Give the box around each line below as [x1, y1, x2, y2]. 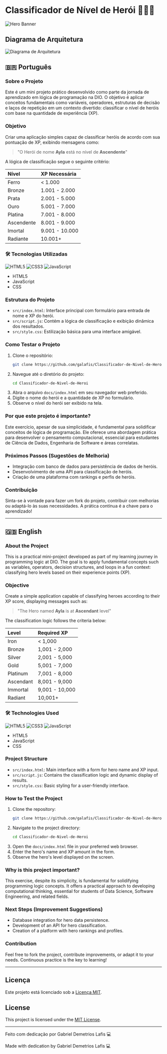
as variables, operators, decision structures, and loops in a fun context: [5, 564, 151, 570]
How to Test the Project [5, 795, 63, 802]
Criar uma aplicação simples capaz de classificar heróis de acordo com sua [5, 134, 161, 140]
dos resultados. [12, 323, 45, 330]
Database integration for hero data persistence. [12, 917, 110, 923]
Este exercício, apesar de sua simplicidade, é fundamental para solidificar [5, 424, 156, 430]
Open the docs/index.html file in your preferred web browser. [12, 843, 138, 849]
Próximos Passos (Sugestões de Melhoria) [5, 452, 110, 459]
